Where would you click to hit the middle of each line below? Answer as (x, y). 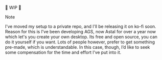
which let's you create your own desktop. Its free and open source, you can (81, 37)
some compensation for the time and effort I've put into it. (63, 52)
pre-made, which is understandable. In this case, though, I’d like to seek (78, 47)
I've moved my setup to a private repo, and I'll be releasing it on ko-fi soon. (81, 26)
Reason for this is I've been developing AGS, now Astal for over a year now (81, 31)
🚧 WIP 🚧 (13, 8)
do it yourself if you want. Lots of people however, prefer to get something (80, 42)
